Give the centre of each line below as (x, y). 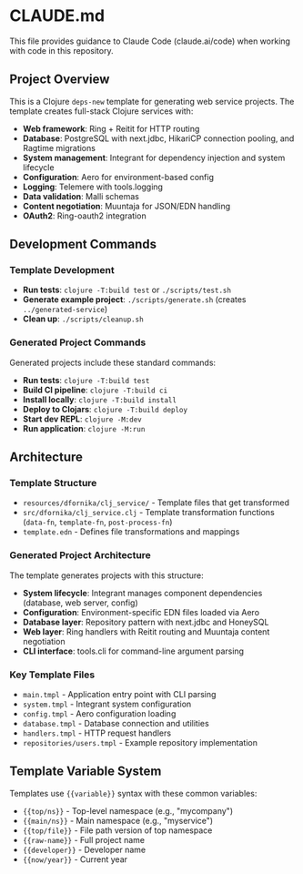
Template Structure (53, 483)
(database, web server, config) (80, 603)
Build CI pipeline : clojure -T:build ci (95, 390)
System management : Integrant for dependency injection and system (154, 158)
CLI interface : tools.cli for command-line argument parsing (133, 651)
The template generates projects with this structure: (107, 575)
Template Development (62, 270)
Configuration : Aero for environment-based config (118, 177)
